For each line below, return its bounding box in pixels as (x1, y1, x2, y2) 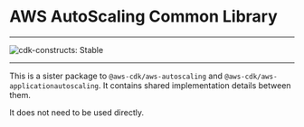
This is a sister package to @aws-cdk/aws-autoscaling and (9, 70, 223, 81)
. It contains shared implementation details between (98, 79, 291, 91)
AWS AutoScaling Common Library (9, 6, 278, 27)
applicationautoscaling (9, 81, 100, 91)
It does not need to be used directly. (9, 106, 145, 118)
